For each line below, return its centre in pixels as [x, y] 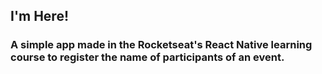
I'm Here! [39, 16]
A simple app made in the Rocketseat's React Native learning [161, 45]
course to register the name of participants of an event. [147, 57]
